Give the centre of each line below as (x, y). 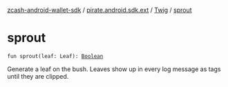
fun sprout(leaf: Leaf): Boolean (55, 56)
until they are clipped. (38, 76)
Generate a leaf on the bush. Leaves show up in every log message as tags (114, 69)
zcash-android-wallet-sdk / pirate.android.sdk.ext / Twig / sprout (99, 10)
